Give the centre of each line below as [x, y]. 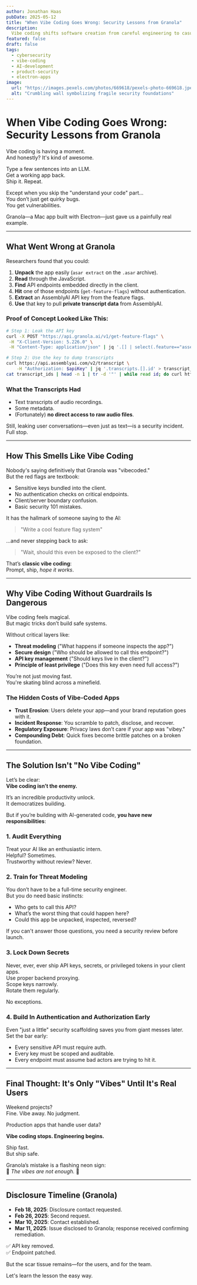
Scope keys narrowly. [32, 984]
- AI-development [33, 66]
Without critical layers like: [38, 634]
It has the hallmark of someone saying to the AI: [64, 518]
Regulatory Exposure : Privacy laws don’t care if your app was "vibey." [100, 729]
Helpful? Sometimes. [31, 856]
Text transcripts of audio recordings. [59, 402]
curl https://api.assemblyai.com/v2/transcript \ [68, 364]
